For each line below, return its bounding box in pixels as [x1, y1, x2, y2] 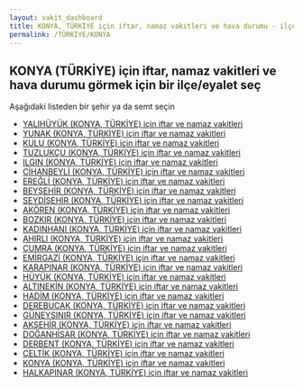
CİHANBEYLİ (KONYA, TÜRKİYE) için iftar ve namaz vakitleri [22, 166, 245, 177]
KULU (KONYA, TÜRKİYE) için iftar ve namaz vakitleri [22, 138, 219, 148]
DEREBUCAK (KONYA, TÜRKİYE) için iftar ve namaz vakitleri [22, 301, 246, 311]
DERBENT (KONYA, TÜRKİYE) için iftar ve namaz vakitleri [22, 338, 234, 349]
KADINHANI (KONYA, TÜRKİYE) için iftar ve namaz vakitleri [22, 224, 242, 235]
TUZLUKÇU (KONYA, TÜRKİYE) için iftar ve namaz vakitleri [22, 148, 241, 158]
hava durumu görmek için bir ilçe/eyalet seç [9, 77, 262, 93]
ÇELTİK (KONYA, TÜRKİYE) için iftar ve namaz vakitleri [22, 348, 225, 359]
